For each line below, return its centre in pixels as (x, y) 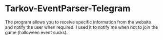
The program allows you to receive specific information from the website (78, 22)
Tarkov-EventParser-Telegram (68, 9)
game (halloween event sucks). (37, 32)
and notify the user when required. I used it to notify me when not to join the (81, 27)
